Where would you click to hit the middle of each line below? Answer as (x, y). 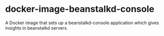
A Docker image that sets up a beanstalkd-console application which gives (82, 23)
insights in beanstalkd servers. (37, 28)
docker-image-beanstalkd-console (80, 9)
